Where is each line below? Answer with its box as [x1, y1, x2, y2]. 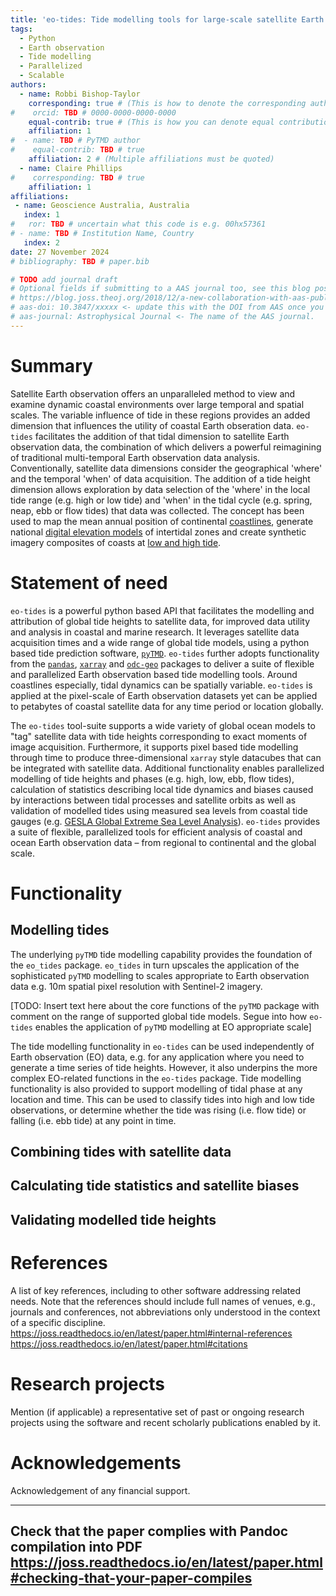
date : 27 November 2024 [10, 247, 110, 257]
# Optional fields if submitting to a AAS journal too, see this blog [10, 284, 311, 294]
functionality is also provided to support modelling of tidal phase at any [10, 1082, 303, 1095]
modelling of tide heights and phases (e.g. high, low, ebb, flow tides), [10, 772, 295, 785]
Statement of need [10, 571, 168, 594]
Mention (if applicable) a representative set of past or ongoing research [10, 1406, 305, 1418]
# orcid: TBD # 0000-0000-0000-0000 [10, 107, 177, 118]
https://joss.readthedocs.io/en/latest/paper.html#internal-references [10, 1327, 293, 1339]
